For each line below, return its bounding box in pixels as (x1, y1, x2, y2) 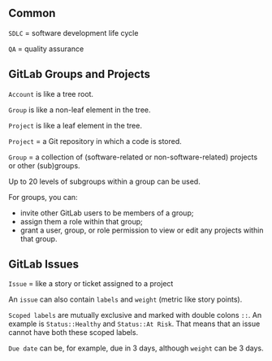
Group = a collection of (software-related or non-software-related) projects (8, 152, 258, 162)
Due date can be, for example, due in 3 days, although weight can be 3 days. (8, 343, 264, 353)
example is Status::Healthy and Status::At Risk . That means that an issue (8, 319, 261, 328)
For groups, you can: (8, 192, 79, 202)
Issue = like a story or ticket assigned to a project (8, 279, 174, 289)
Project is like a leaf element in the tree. (8, 120, 142, 130)
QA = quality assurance (8, 44, 84, 54)
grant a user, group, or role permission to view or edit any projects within (19, 225, 264, 235)
